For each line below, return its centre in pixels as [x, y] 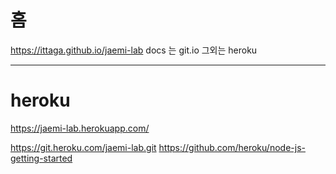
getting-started [41, 158]
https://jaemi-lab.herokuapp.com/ [80, 128]
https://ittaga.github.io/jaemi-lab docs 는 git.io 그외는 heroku [134, 50]
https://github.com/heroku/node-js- [232, 147]
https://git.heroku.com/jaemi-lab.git [83, 147]
